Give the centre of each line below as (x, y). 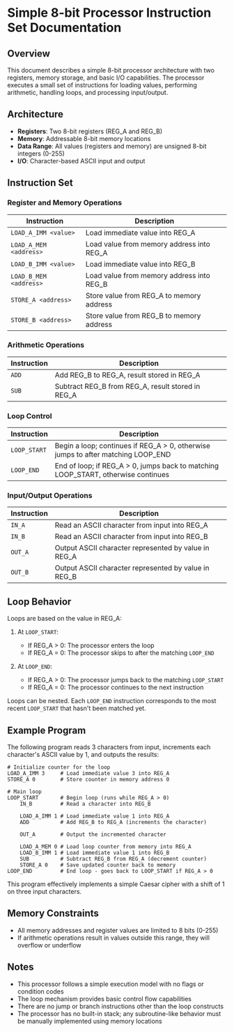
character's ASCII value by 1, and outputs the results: (83, 755)
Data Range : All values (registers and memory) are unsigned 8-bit (112, 146)
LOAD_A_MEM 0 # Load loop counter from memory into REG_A (106, 847)
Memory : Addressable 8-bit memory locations (84, 138)
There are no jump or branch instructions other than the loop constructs (120, 1006)
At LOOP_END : (35, 666)
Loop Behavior (39, 602)
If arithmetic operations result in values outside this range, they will (114, 938)
